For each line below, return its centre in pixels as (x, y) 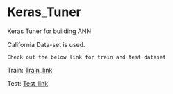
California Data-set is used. (46, 44)
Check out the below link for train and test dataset (87, 57)
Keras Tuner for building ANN (49, 31)
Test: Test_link (28, 83)
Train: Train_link (30, 70)
